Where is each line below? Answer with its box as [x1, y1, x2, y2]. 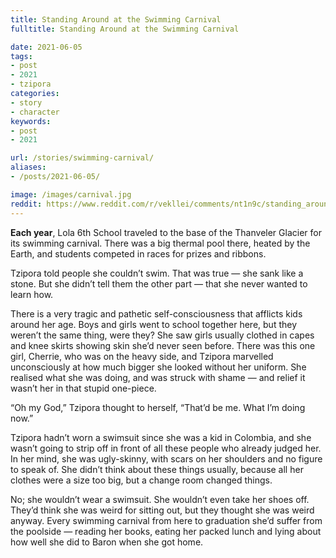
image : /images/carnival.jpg [10, 189, 132, 200]
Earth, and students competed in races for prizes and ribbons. [10, 247, 267, 260]
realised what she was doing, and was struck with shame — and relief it [10, 371, 306, 383]
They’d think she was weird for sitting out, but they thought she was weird [10, 504, 315, 516]
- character [10, 107, 60, 117]
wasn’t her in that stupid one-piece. [10, 382, 157, 394]
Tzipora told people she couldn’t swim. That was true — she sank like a [10, 267, 304, 279]
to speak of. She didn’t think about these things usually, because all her [10, 463, 304, 475]
